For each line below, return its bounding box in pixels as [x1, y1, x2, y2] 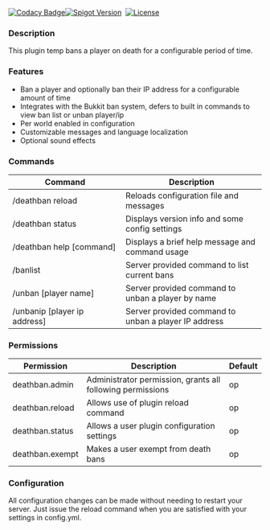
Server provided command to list [125, 259, 249, 270]
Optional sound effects [19, 135, 96, 145]
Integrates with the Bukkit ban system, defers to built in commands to [19, 101, 251, 111]
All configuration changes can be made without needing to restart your [8, 495, 243, 506]
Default [228, 360, 258, 372]
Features [8, 66, 44, 77]
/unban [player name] [12, 287, 95, 298]
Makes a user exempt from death [86, 443, 211, 454]
